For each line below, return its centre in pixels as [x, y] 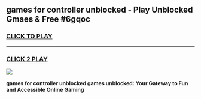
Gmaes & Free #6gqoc [48, 19]
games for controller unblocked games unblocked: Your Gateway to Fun [97, 83]
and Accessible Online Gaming [45, 89]
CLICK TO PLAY [29, 37]
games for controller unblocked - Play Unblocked [100, 10]
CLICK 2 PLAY [27, 59]
